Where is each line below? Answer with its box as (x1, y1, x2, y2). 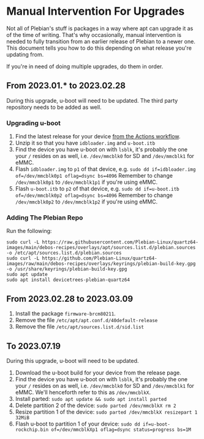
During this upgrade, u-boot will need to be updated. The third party (6, 97, 178, 104)
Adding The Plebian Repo (6, 213, 83, 222)
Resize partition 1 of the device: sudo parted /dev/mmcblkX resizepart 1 (15, 408, 198, 416)
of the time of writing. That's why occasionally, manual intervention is (6, 31, 182, 38)
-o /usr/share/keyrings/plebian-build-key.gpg (6, 266, 127, 272)
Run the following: (6, 227, 52, 235)
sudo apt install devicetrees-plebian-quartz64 (6, 277, 130, 283)
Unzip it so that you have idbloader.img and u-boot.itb (15, 140, 156, 147)
